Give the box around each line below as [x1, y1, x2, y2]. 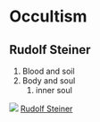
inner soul [35, 85, 73, 95]
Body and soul [21, 75, 76, 86]
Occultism [9, 6, 87, 27]
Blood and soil [21, 65, 75, 76]
